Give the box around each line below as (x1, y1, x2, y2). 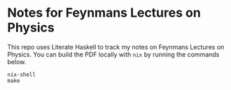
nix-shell (7, 71, 36, 78)
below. (7, 57, 27, 66)
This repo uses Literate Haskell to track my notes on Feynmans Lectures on (7, 43, 225, 51)
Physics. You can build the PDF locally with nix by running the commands (7, 50, 220, 59)
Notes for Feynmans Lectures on (7, 5, 201, 21)
